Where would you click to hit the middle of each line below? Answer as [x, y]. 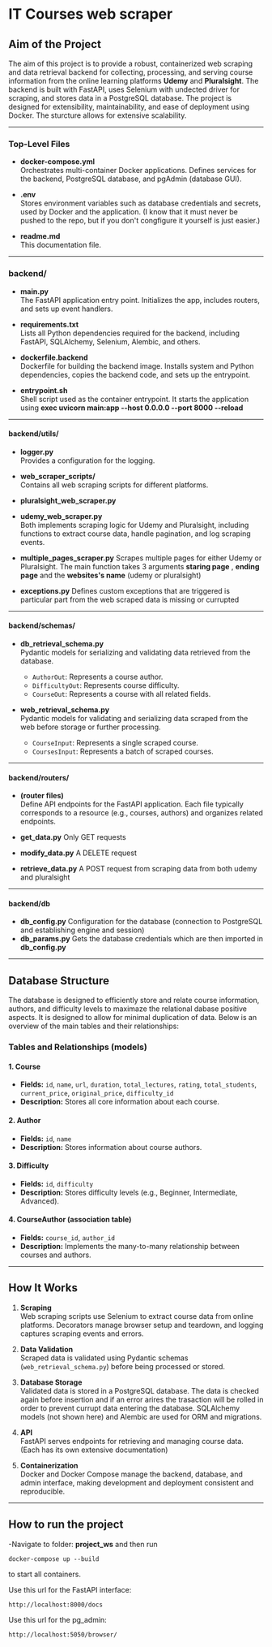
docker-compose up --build [54, 1559]
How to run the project [66, 1525]
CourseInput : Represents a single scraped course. [115, 743]
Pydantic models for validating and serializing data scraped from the [134, 718]
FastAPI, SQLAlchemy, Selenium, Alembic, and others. [110, 341]
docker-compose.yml [57, 162]
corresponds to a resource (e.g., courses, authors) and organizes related [141, 813]
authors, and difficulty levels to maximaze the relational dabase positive [128, 1009]
